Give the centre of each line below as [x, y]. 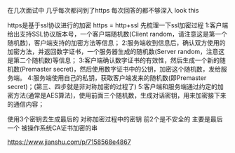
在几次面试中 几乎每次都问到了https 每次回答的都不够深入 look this [103, 10]
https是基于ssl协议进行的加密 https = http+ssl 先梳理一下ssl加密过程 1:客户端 [118, 25]
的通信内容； [26, 104]
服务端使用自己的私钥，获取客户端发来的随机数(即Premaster [120, 78]
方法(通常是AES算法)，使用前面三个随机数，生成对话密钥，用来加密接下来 [120, 95]
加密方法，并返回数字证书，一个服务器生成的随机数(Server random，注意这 [116, 52]
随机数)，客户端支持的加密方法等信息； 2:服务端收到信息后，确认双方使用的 [116, 43]
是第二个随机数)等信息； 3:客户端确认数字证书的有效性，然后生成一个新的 [113, 60]
